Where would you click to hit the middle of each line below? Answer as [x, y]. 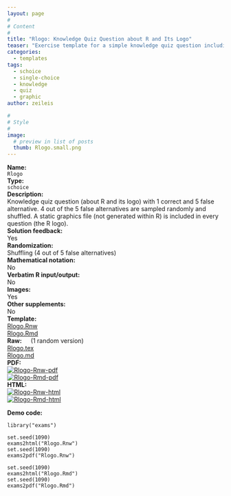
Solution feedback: [35, 231]
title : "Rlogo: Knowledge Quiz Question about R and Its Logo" [100, 39]
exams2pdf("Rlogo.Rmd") [41, 486]
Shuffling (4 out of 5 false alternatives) [62, 253]
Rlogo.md [21, 355]
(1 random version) [57, 341]
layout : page [26, 13]
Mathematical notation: [41, 260]
